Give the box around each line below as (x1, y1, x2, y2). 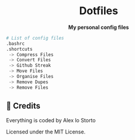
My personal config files (68, 24, 129, 31)
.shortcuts (6, 46, 33, 52)
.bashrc (6, 40, 25, 47)
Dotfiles (79, 4, 119, 18)
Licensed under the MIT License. (6, 128, 86, 135)
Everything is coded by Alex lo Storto (6, 116, 96, 123)
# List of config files (6, 35, 65, 41)
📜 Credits (6, 101, 41, 111)
